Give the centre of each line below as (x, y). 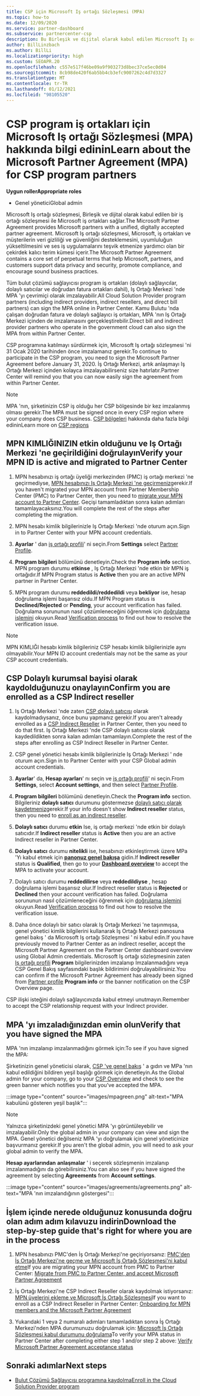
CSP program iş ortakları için (78, 124)
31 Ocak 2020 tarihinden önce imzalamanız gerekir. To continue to (87, 351)
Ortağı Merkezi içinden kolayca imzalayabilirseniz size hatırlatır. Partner (93, 370)
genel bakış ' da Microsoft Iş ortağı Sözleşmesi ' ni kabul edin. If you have (104, 938)
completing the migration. (46, 514)
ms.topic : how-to (28, 17)
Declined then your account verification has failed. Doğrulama (91, 894)
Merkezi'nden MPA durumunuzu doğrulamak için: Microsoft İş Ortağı (99, 1328)
